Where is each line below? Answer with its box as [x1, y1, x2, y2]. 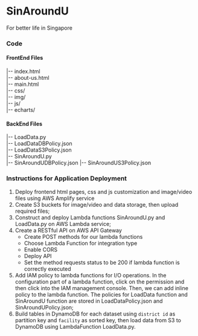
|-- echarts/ [6, 106, 36, 114]
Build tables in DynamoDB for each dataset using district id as [14, 310, 176, 317]
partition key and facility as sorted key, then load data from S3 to [14, 316, 182, 324]
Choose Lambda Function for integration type [24, 239, 138, 247]
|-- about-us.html [6, 74, 49, 82]
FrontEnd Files [6, 54, 43, 62]
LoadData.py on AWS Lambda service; [14, 220, 112, 227]
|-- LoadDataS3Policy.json [6, 146, 72, 153]
